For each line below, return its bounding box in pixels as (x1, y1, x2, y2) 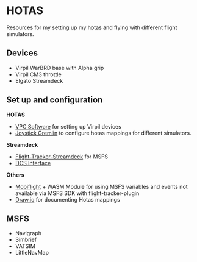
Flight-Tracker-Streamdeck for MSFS (15, 153, 109, 160)
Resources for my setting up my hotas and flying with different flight (6, 24, 177, 31)
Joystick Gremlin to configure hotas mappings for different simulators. (15, 129, 192, 136)
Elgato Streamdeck (15, 77, 63, 84)
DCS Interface (15, 159, 51, 166)
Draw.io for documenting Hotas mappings (15, 196, 120, 203)
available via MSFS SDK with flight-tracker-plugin (15, 189, 140, 197)
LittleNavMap (15, 249, 49, 257)
